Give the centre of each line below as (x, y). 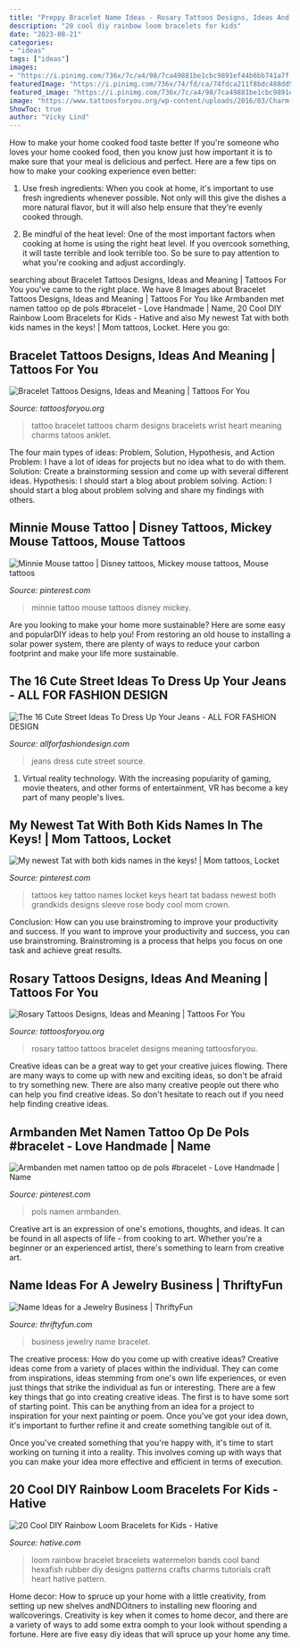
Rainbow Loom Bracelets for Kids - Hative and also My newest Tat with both (149, 318)
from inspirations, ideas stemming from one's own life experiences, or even (148, 1377)
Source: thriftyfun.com (51, 1324)
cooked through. (53, 217)
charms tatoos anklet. (71, 435)
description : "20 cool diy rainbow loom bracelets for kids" (125, 26)
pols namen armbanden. (76, 1212)
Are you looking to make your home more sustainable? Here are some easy (147, 624)
